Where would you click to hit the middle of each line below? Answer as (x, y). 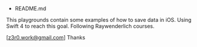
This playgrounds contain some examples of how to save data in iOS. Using (99, 20)
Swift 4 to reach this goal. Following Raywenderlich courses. (81, 26)
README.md (30, 9)
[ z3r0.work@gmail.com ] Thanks (46, 37)
